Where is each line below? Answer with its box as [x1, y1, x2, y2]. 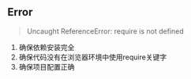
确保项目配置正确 [18, 62, 75, 71]
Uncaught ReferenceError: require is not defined [26, 26, 185, 36]
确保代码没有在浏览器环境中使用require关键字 [18, 52, 167, 62]
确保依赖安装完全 [18, 42, 75, 52]
